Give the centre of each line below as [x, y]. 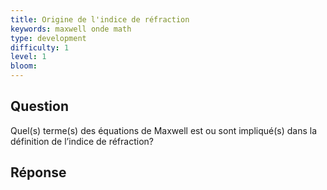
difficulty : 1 [40, 47]
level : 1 [28, 57]
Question [39, 106]
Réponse [38, 172]
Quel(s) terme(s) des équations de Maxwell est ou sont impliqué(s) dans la [164, 130]
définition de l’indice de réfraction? [82, 141]
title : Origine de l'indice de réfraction [100, 19]
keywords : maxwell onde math [71, 29]
